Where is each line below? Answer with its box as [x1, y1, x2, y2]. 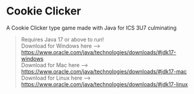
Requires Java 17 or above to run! [20, 36, 104, 43]
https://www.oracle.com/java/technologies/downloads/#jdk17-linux [20, 80, 188, 88]
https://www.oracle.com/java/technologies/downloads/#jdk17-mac [20, 67, 187, 75]
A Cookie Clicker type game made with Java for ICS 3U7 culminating [6, 24, 177, 31]
